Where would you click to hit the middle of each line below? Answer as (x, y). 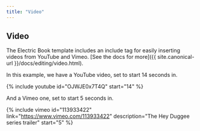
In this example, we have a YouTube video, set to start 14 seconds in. (92, 75)
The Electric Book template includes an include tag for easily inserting (93, 50)
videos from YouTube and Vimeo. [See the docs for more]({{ (81, 57)
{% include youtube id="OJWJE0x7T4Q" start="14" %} (75, 87)
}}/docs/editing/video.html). (49, 63)
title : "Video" (25, 12)
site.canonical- (176, 57)
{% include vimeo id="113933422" (49, 110)
